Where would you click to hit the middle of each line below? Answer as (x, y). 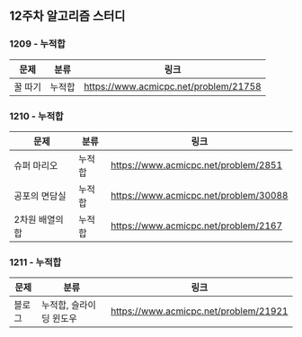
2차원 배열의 (39, 219)
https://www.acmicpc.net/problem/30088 (200, 195)
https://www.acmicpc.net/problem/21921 (200, 311)
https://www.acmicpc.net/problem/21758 (173, 86)
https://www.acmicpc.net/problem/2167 (197, 226)
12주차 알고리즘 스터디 (67, 16)
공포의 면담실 (40, 196)
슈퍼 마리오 (36, 165)
